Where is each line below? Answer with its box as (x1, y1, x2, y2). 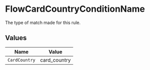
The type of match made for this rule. (5, 20, 81, 25)
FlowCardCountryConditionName (5, 3, 145, 15)
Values (5, 34, 27, 42)
